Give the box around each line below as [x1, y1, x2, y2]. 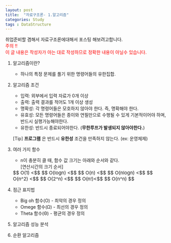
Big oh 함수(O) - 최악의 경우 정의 [20, 197, 86, 204]
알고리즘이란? [12, 60, 40, 67]
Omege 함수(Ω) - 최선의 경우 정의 [20, 204, 88, 210]
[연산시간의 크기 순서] [20, 164, 64, 170]
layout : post [5, 7, 33, 13]
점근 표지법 [12, 187, 35, 193]
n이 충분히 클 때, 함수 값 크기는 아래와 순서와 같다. [20, 157, 119, 164]
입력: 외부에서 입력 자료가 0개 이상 [20, 93, 89, 99]
